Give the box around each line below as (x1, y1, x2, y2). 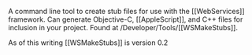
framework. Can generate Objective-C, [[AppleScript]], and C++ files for (8, 15, 243, 24)
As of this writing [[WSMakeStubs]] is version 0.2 (8, 38, 169, 47)
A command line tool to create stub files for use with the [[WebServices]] (8, 7, 246, 15)
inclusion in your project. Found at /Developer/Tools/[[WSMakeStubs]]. (8, 23, 239, 32)
